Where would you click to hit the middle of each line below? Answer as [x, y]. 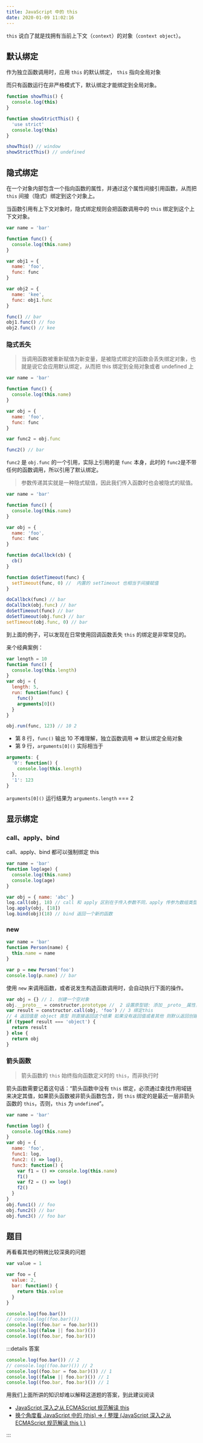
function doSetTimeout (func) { [46, 577]
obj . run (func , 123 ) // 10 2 [42, 726]
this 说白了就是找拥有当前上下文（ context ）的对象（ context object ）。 [95, 35]
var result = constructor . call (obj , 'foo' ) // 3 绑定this [80, 1011]
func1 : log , [27, 1154]
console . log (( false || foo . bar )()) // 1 [58, 1377]
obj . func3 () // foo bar [36, 1216]
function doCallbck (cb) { [39, 555]
